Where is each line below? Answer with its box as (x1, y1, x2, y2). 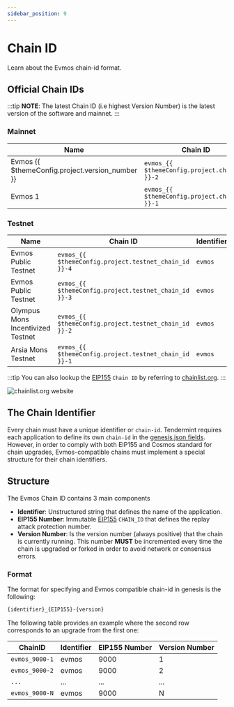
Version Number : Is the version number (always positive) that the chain (17, 529, 223, 538)
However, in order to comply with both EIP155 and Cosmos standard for (7, 440, 212, 448)
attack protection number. (17, 522, 92, 531)
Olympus (10, 305, 40, 315)
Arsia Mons (10, 344, 48, 354)
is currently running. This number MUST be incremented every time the (17, 537, 223, 545)
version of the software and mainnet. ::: (7, 109, 120, 118)
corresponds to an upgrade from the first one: (7, 625, 139, 634)
